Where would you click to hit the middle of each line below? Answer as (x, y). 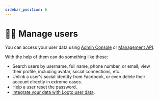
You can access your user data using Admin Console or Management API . (80, 47)
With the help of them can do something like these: (57, 57)
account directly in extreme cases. (47, 81)
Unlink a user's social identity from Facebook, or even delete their (79, 77)
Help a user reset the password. (44, 87)
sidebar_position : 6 (26, 10)
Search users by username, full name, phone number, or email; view (81, 66)
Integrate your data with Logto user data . (53, 92)
